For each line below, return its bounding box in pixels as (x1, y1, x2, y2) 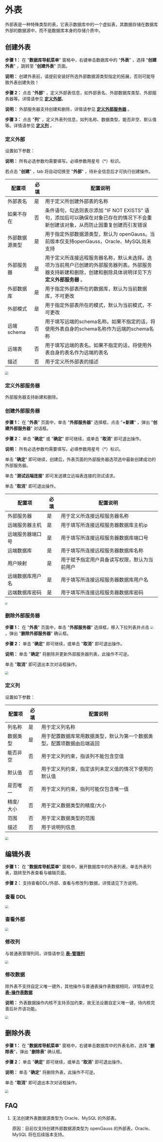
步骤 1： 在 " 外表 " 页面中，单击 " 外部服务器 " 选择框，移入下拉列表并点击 (5, 624, 149, 630)
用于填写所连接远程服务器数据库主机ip (61, 522, 148, 529)
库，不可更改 (45, 293, 74, 299)
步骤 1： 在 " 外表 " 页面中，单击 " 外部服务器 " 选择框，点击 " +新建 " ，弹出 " (5, 419, 154, 425)
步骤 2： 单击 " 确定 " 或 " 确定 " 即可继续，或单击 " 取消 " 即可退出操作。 (5, 436, 144, 442)
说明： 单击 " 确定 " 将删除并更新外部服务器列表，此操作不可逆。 (5, 651, 132, 657)
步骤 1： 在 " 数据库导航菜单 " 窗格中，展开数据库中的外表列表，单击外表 (5, 864, 147, 870)
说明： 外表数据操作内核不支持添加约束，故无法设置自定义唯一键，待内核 (5, 1000, 151, 1005)
